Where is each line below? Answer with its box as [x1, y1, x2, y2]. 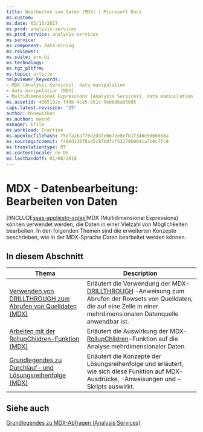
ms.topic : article [6, 71, 53, 77]
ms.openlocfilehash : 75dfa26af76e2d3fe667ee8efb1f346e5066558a [6, 133, 169, 139]
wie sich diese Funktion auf [86, 367, 164, 376]
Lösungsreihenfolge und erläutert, [86, 360, 184, 368]
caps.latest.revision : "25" [6, 104, 77, 111]
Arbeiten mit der [9, 327, 56, 336]
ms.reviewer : [6, 48, 39, 55]
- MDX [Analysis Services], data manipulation [6, 82, 126, 88]
